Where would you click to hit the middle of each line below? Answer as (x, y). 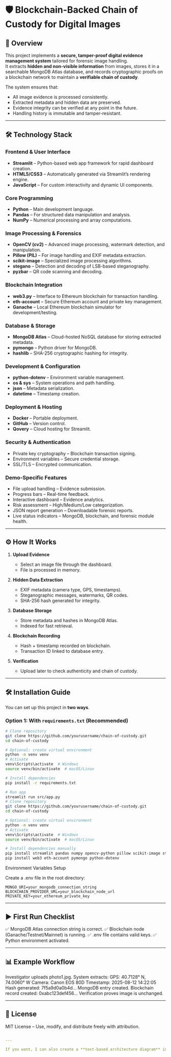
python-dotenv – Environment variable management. (68, 378)
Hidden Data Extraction (38, 580)
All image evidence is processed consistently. (60, 97)
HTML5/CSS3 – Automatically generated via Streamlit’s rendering (81, 174)
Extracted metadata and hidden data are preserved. (67, 102)
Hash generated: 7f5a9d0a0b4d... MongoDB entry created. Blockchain (79, 987)
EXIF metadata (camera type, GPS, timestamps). (71, 589)
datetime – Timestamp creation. (46, 394)
